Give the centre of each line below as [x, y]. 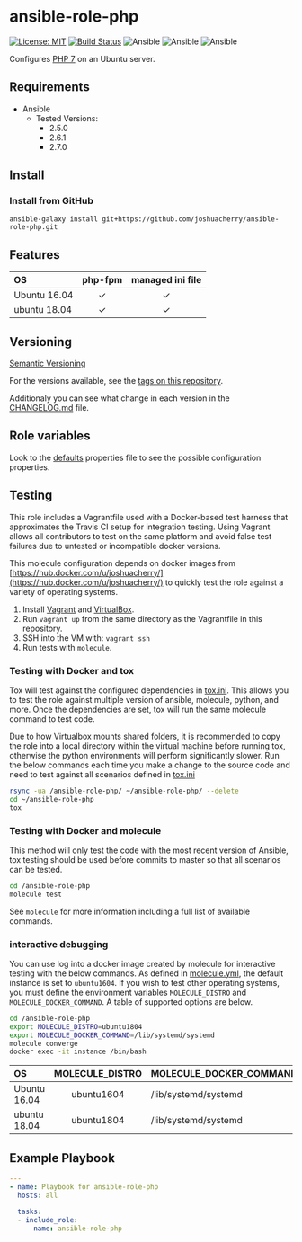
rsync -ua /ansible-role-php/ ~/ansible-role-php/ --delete [124, 791]
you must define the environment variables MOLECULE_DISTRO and [128, 992]
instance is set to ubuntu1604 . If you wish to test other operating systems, [145, 982]
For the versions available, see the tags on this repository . [116, 381]
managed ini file [166, 280]
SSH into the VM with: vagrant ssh [86, 638]
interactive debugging [59, 944]
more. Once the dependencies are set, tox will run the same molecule [138, 709]
